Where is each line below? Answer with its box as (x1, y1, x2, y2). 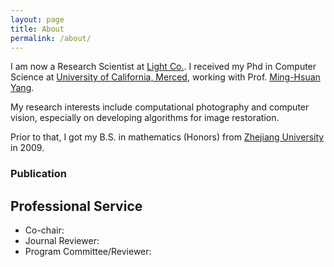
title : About (10, 24, 65, 34)
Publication (10, 167, 67, 181)
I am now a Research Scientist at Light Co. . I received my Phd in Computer (10, 61, 317, 73)
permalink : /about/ (10, 33, 92, 43)
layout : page (10, 14, 65, 25)
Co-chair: (24, 224, 65, 236)
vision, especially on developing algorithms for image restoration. (10, 112, 280, 124)
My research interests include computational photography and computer (10, 101, 310, 113)
